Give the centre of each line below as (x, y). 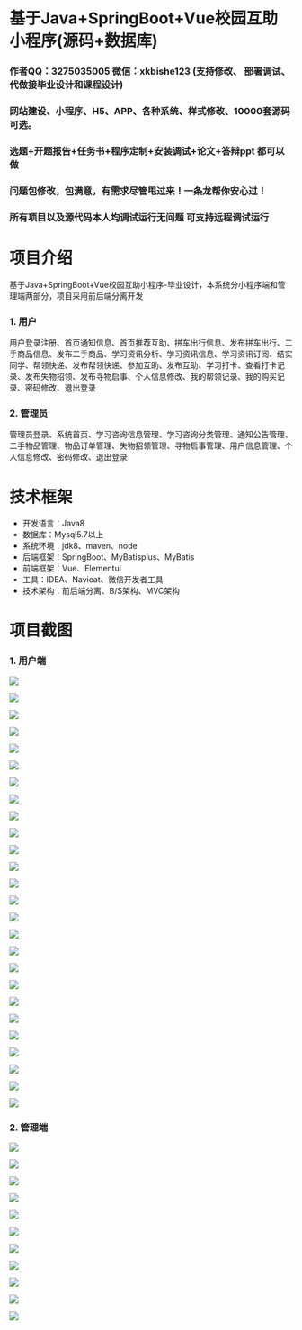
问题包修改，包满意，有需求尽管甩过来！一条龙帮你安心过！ (138, 191)
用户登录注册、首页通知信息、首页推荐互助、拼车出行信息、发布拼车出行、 (147, 343)
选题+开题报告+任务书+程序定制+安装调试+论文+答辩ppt (132, 151)
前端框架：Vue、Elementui (71, 569)
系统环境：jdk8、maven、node (80, 546)
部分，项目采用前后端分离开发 (88, 296)
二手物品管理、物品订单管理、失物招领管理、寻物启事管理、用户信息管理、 (147, 445)
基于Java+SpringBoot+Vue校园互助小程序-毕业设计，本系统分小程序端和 (144, 284)
